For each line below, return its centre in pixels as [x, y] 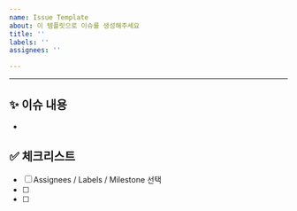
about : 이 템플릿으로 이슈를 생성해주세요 [74, 26]
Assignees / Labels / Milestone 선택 [97, 179]
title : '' [27, 34]
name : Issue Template [49, 17]
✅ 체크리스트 [42, 156]
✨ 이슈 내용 [38, 104]
